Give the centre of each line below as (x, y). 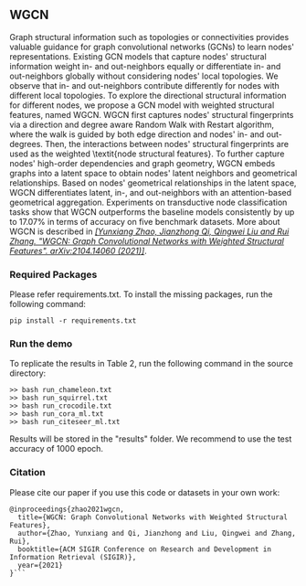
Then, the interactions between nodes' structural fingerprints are (167, 144)
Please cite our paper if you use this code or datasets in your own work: (145, 492)
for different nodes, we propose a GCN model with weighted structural (142, 105)
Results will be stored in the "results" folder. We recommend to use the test (151, 439)
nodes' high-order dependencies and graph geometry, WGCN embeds (142, 163)
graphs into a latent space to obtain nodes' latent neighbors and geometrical (153, 173)
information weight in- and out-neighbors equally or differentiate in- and (145, 66)
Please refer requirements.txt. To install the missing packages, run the (141, 294)
